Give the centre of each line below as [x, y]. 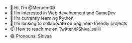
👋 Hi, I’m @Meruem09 [32, 8]
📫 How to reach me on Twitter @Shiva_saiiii [55, 29]
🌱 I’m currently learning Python [42, 18]
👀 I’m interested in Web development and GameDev [63, 13]
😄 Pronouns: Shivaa [31, 36]
